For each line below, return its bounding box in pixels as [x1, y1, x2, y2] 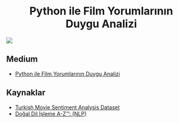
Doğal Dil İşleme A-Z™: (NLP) [14, 110, 87, 117]
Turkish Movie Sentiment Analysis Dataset [14, 104, 120, 111]
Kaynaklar [6, 87, 46, 98]
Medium [6, 54, 38, 65]
